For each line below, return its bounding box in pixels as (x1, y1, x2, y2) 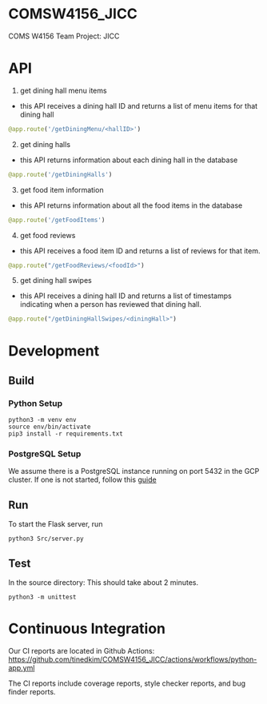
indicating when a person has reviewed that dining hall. (19, 300, 202, 309)
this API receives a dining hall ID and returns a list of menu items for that (19, 101, 258, 110)
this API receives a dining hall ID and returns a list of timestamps (19, 291, 232, 300)
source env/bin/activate (8, 423, 91, 432)
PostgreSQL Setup (8, 448, 82, 459)
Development (8, 342, 100, 360)
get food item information (19, 185, 104, 194)
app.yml (8, 662, 35, 672)
